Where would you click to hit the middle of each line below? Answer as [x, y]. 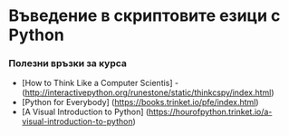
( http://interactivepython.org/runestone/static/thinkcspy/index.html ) [148, 92]
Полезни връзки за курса [68, 63]
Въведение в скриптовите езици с [144, 16]
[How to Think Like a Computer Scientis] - [100, 83]
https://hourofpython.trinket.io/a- [210, 112]
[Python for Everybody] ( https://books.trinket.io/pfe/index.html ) [140, 102]
